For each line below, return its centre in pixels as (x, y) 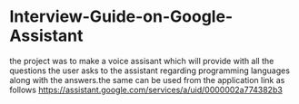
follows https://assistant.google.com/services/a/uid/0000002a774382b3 (146, 90)
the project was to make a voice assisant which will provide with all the (142, 61)
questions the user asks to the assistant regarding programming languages (150, 71)
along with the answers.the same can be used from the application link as (147, 80)
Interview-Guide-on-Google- (121, 17)
